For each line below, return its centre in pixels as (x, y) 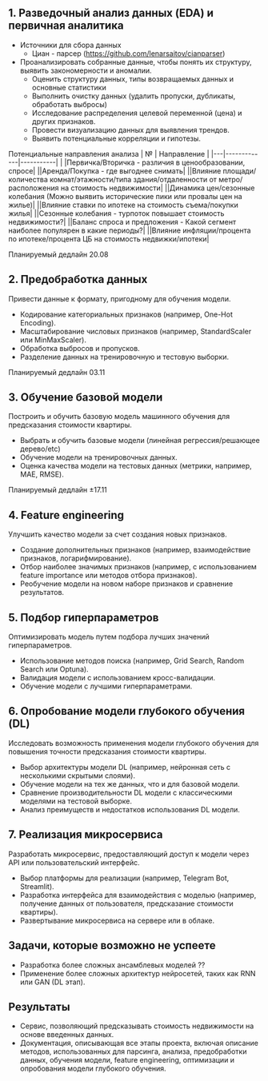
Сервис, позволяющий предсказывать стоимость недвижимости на (137, 1026)
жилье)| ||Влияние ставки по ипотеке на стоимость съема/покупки (123, 205)
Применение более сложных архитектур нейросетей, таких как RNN (138, 973)
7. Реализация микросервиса (86, 835)
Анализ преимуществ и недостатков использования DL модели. (130, 809)
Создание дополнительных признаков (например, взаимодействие (135, 550)
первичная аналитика (66, 26)
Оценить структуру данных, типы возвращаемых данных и (133, 78)
